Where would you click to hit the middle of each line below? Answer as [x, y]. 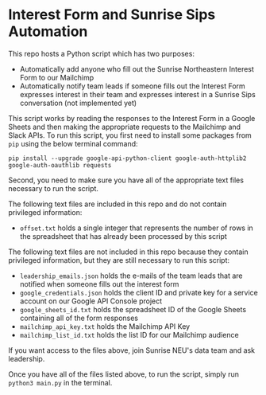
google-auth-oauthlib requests [60, 165]
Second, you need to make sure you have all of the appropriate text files [126, 180]
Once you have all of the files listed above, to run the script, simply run [124, 374]
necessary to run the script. [54, 188]
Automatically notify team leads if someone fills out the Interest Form [133, 86]
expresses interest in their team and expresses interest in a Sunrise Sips [137, 94]
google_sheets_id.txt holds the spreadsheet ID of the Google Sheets [133, 309]
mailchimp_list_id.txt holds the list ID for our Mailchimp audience [129, 334]
